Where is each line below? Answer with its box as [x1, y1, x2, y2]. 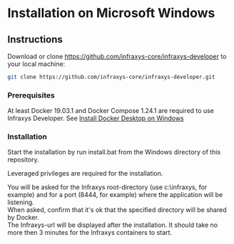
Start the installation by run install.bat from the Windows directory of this [7, 148, 221, 157]
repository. [7, 155, 39, 164]
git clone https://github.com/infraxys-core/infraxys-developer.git [7, 73, 215, 80]
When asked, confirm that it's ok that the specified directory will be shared [7, 206, 227, 214]
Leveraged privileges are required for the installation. [7, 169, 163, 178]
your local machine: [7, 60, 66, 68]
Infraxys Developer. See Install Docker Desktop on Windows [7, 114, 184, 122]
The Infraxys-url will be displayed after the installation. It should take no [7, 221, 218, 229]
